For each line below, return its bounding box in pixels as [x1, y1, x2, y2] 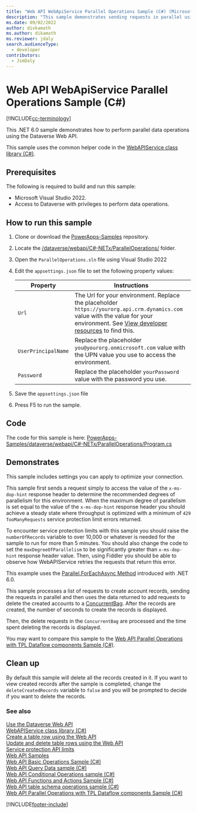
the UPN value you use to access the [74, 351, 176, 359]
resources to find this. [74, 327, 135, 335]
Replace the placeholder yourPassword [74, 368, 179, 376]
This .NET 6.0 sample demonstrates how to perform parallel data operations [6, 126, 189, 133]
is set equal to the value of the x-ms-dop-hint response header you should [6, 503, 185, 510]
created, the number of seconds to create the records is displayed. [6, 606, 168, 613]
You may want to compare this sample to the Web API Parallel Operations [6, 635, 183, 642]
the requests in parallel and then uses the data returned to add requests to [6, 593, 186, 600]
